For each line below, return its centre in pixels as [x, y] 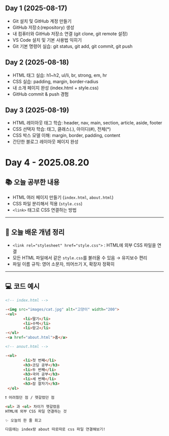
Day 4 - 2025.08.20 [47, 162]
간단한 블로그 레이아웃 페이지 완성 [46, 142]
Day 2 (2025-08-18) [37, 62]
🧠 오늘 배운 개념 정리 [35, 232]
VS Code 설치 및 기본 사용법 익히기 [47, 40]
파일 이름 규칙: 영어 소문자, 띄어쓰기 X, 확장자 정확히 [63, 264]
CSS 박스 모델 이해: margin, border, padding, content [66, 135]
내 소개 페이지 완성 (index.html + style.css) [56, 88]
